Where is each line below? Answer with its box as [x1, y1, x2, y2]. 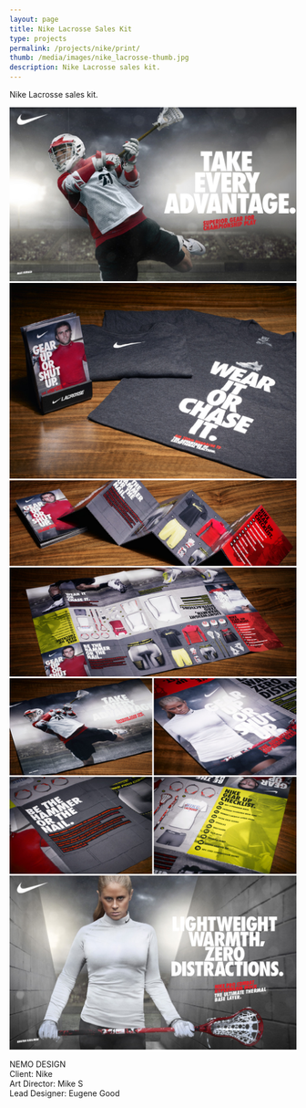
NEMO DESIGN [9, 1059, 66, 1070]
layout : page [9, 15, 59, 24]
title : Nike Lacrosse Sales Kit [9, 24, 132, 34]
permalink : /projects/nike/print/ [9, 44, 141, 53]
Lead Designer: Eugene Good [9, 1087, 120, 1099]
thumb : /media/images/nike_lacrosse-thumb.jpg [9, 53, 189, 63]
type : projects [9, 34, 67, 43]
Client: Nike [9, 1068, 53, 1079]
